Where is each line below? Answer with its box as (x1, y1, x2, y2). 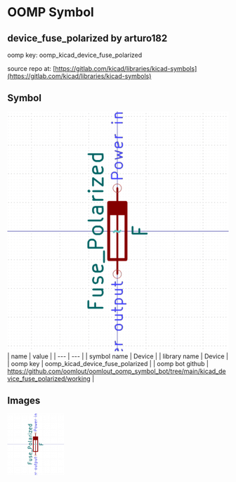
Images (7, 395, 41, 407)
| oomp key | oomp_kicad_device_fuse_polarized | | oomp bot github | (7, 359, 209, 367)
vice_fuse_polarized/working (7, 374, 91, 383)
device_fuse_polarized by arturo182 (7, 32, 168, 44)
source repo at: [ (7, 65, 55, 72)
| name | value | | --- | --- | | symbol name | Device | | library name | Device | (7, 352, 228, 360)
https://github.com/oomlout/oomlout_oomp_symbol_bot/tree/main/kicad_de (7, 367, 226, 375)
